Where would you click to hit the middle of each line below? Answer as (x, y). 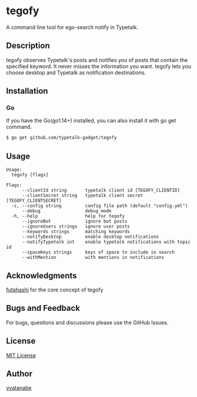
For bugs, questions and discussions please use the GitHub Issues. (87, 322)
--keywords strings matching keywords (76, 232)
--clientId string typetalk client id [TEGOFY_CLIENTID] (101, 191)
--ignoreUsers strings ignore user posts (76, 227)
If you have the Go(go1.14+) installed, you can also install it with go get (91, 121)
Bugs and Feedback (43, 308)
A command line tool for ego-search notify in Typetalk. (72, 27)
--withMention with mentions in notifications (93, 258)
